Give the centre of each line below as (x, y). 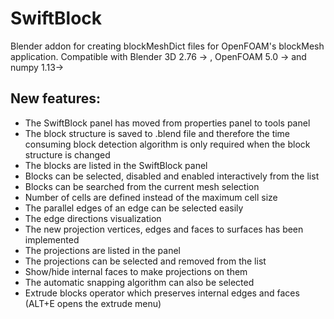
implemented (52, 239)
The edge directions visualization (93, 218)
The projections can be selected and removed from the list (145, 261)
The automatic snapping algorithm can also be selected (139, 282)
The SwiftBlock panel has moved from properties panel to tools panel (167, 123)
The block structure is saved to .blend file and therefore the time (157, 133)
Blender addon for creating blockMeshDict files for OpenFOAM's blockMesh (167, 46)
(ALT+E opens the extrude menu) (93, 303)
